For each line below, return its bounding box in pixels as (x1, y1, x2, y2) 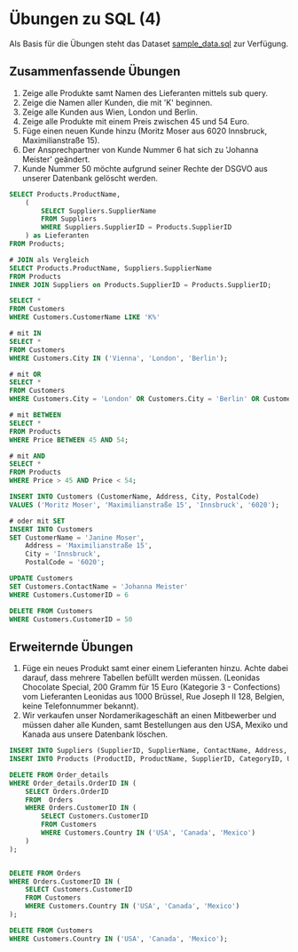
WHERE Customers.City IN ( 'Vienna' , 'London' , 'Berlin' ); (9, 354, 228, 363)
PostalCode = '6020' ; (25, 558, 105, 567)
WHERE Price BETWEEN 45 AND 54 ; (9, 436, 129, 444)
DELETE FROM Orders (9, 868, 82, 877)
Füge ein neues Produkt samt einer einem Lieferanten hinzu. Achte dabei (21, 663, 288, 674)
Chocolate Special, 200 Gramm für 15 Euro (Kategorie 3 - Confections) (21, 682, 281, 692)
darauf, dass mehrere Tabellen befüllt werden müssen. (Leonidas (21, 672, 260, 684)
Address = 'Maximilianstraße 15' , (25, 541, 153, 550)
